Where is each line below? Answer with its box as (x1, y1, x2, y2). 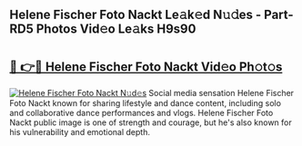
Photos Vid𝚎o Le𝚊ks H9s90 (35, 22, 196, 37)
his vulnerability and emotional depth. (9, 127, 150, 137)
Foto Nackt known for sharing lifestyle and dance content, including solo (9, 98, 282, 108)
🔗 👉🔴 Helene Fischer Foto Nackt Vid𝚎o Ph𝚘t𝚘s (9, 59, 283, 74)
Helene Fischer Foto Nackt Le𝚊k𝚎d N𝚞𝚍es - (9, 7, 262, 23)
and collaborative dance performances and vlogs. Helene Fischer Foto (9, 108, 274, 118)
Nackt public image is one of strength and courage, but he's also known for (9, 117, 293, 128)
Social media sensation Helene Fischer (148, 88, 294, 98)
